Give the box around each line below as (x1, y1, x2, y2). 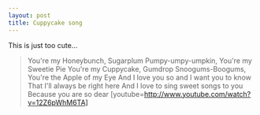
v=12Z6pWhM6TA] (27, 98, 88, 107)
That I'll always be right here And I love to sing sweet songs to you (27, 80, 243, 91)
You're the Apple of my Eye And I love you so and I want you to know (27, 72, 252, 82)
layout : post (8, 11, 51, 20)
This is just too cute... (8, 40, 78, 50)
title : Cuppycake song (8, 19, 83, 27)
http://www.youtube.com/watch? (143, 89, 251, 98)
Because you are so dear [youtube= (27, 89, 144, 98)
